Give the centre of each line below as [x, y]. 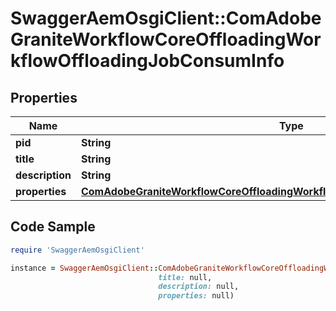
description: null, [199, 287]
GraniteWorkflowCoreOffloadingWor [166, 39]
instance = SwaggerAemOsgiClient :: [84, 268]
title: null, [185, 277]
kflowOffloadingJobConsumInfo [147, 61]
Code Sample [53, 227]
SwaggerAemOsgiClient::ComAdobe [166, 18]
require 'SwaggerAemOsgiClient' [77, 250]
